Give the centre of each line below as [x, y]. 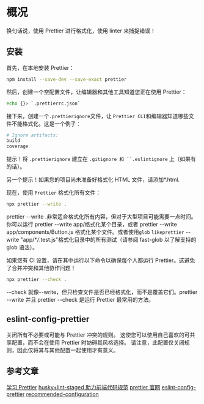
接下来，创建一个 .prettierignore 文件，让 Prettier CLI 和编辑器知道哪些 [98, 116]
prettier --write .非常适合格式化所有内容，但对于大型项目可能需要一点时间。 [101, 217]
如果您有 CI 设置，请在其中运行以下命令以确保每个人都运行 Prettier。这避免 [101, 260]
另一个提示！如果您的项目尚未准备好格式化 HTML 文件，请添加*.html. [93, 180]
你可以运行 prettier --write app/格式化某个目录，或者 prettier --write [92, 224]
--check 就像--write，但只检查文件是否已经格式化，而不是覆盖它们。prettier [102, 292]
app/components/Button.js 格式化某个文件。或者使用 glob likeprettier [95, 232]
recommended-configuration [62, 394]
